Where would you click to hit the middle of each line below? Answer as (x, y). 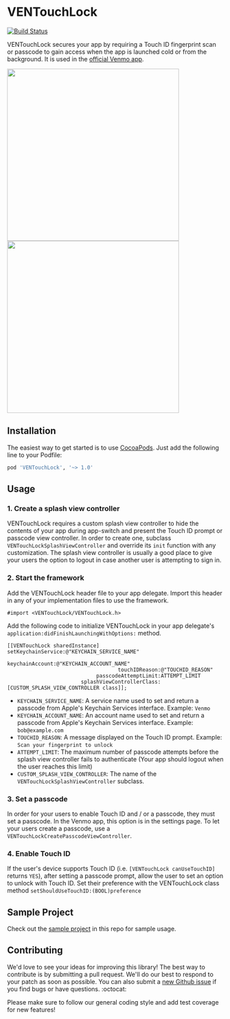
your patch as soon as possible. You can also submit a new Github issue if (112, 981)
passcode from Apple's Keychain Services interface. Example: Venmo (114, 708)
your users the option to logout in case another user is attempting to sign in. (114, 560)
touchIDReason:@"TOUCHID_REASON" (165, 670)
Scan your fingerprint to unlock (65, 745)
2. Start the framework (46, 578)
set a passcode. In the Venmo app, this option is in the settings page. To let (113, 821)
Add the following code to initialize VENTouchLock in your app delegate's (111, 626)
